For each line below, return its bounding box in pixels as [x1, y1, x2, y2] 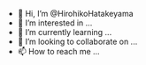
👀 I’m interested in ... [17, 18, 93, 28]
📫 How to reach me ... [17, 47, 100, 56]
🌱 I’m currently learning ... [17, 27, 112, 37]
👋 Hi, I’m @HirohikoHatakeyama [17, 9, 134, 18]
